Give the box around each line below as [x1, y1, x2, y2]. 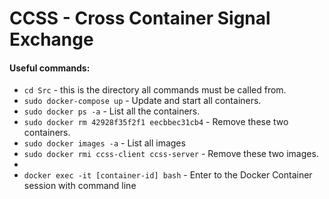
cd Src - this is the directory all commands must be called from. [23, 84, 287, 96]
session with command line [23, 180, 137, 192]
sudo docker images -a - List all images [23, 137, 186, 149]
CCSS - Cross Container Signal [9, 7, 271, 30]
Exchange [9, 28, 94, 51]
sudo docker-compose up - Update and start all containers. [23, 95, 262, 107]
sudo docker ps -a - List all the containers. [23, 105, 201, 117]
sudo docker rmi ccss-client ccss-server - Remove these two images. [23, 148, 319, 160]
